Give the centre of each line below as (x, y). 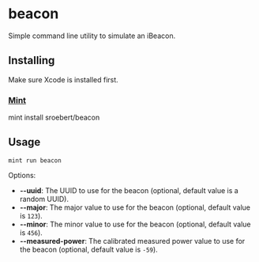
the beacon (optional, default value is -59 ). (88, 249)
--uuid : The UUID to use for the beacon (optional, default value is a (129, 190)
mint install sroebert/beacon (54, 118)
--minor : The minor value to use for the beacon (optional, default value (135, 224)
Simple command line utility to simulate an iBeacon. (92, 36)
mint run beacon (35, 160)
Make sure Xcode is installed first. (63, 79)
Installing (32, 61)
